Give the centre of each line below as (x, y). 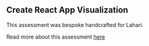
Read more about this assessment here (56, 37)
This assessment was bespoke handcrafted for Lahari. (75, 25)
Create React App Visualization (67, 10)
